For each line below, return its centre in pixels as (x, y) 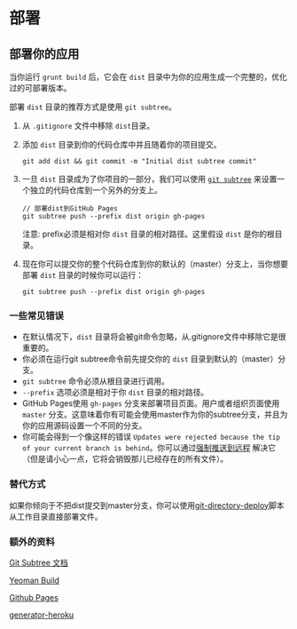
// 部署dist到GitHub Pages (70, 209)
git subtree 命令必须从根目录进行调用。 (96, 381)
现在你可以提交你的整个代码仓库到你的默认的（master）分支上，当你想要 (155, 264)
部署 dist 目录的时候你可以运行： (83, 275)
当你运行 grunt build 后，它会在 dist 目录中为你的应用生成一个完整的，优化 (148, 77)
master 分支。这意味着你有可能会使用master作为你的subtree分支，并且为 (155, 415)
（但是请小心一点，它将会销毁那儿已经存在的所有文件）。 (125, 459)
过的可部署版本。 (40, 88)
